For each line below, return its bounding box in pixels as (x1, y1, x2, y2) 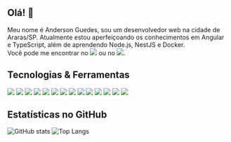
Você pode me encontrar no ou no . (7, 48, 126, 57)
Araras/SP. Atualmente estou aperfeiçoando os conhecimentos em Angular (7, 33, 225, 41)
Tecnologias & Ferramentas (7, 69, 130, 81)
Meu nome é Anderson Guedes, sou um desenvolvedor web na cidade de (7, 25, 220, 34)
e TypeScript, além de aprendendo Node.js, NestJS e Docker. (7, 40, 185, 49)
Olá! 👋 (7, 7, 34, 19)
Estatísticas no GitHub (7, 109, 107, 121)
